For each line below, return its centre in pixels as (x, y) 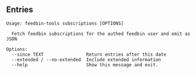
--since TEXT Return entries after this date (89, 54)
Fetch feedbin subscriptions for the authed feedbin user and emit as (101, 34)
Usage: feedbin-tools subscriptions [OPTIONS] (65, 23)
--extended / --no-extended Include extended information (86, 59)
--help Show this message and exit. (85, 65)
